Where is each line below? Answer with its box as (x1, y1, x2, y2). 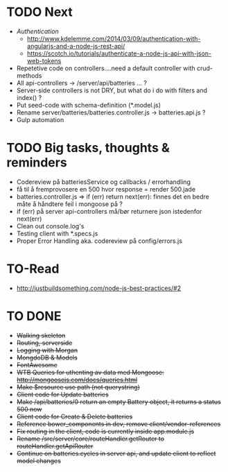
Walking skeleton (16, 331, 66, 339)
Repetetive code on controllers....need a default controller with (16, 64, 195, 72)
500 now (16, 405, 42, 413)
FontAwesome (16, 360, 58, 369)
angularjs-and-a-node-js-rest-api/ (26, 42, 125, 50)
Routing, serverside (16, 338, 73, 347)
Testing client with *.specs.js (16, 229, 98, 237)
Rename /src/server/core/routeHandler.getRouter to (16, 435, 164, 443)
